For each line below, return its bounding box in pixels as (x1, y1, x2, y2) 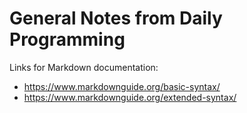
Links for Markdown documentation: (9, 61, 159, 73)
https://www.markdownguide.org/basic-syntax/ (23, 80, 221, 92)
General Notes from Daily (9, 7, 223, 30)
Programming (9, 28, 126, 51)
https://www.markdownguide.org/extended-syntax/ (23, 91, 237, 103)
